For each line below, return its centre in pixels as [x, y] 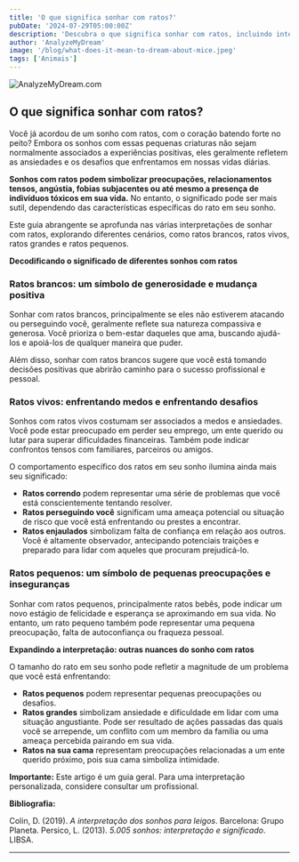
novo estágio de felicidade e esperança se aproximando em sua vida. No [143, 613]
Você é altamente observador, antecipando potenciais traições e [141, 541]
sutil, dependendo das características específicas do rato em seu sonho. [142, 207]
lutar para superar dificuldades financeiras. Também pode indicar [129, 440]
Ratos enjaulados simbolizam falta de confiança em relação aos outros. [154, 531]
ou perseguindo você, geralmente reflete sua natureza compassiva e [135, 324]
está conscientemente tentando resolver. [97, 503]
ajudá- [269, 334]
